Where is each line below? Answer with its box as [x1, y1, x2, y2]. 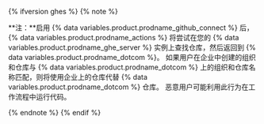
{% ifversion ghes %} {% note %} [8, 7, 119, 16]
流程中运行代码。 [14, 92, 71, 101]
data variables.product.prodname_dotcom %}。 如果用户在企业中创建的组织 [8, 53, 256, 62]
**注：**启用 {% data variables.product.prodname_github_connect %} [8, 23, 238, 32]
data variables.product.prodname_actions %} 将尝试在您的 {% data [19, 33, 239, 42]
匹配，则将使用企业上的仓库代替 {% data [14, 73, 148, 81]
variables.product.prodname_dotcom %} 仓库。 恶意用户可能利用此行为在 [8, 82, 249, 92]
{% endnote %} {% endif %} [8, 108, 101, 117]
